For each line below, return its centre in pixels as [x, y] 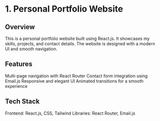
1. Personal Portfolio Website [64, 9]
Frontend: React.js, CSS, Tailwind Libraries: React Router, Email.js [70, 113]
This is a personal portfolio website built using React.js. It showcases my [77, 38]
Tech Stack [22, 101]
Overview [20, 27]
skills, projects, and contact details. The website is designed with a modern [80, 44]
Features [19, 64]
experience [16, 86]
